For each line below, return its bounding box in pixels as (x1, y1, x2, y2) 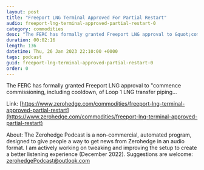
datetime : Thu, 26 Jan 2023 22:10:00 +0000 (6, 49, 118, 55)
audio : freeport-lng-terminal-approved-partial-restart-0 (6, 20, 156, 26)
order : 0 (6, 65, 29, 72)
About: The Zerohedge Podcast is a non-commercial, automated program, (6, 131, 192, 138)
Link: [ (6, 100, 22, 107)
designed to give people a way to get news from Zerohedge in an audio (6, 138, 185, 145)
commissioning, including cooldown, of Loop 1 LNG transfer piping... (6, 89, 177, 96)
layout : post (6, 8, 39, 15)
